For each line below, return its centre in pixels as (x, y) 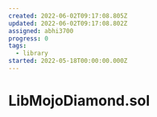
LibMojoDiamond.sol (79, 101)
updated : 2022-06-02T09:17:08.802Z (68, 23)
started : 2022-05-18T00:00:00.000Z (68, 61)
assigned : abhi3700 (41, 31)
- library (32, 53)
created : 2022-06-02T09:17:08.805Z (68, 16)
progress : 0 (28, 38)
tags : (17, 46)
